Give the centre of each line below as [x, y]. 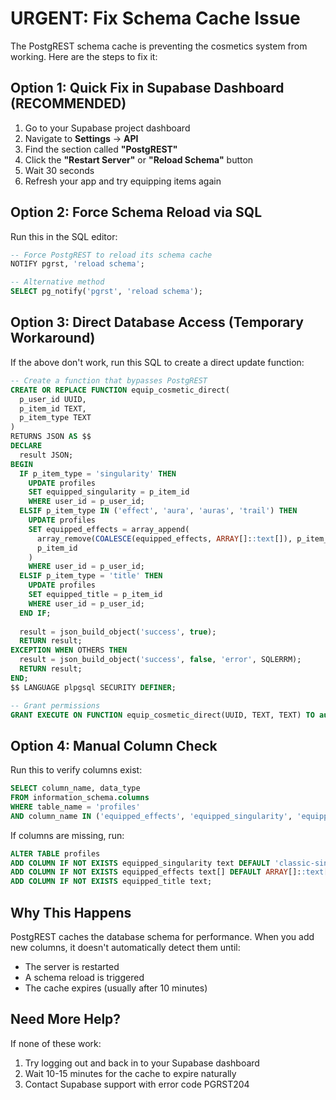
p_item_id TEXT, [53, 408]
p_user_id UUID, [53, 399]
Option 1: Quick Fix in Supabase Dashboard [147, 88]
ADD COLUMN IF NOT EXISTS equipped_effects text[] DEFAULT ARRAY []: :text [167, 872]
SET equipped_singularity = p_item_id [109, 492]
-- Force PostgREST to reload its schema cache [111, 255]
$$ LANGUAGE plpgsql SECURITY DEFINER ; [93, 687]
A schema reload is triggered [84, 977]
